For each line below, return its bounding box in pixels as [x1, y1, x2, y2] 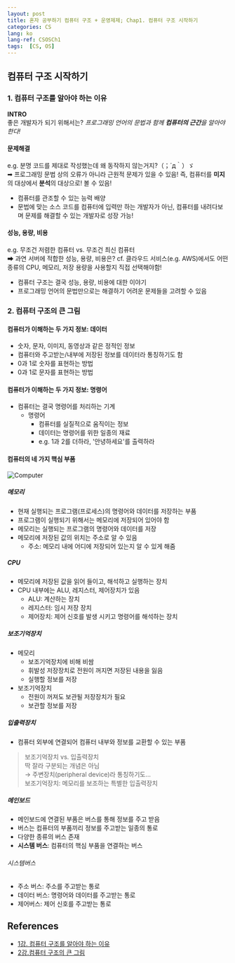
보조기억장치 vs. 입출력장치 [24, 752, 100, 761]
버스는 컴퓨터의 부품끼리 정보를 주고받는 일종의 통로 [17, 824, 159, 832]
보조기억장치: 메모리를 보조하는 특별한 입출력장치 [24, 778, 158, 787]
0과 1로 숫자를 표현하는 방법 [17, 359, 93, 368]
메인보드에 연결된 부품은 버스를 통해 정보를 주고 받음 [17, 815, 160, 823]
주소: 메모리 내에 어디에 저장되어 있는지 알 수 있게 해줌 [27, 542, 176, 550]
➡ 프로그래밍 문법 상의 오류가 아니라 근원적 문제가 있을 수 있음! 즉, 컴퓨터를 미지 [7, 170, 226, 178]
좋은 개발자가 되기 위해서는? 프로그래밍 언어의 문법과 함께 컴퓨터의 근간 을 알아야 [7, 118, 226, 126]
